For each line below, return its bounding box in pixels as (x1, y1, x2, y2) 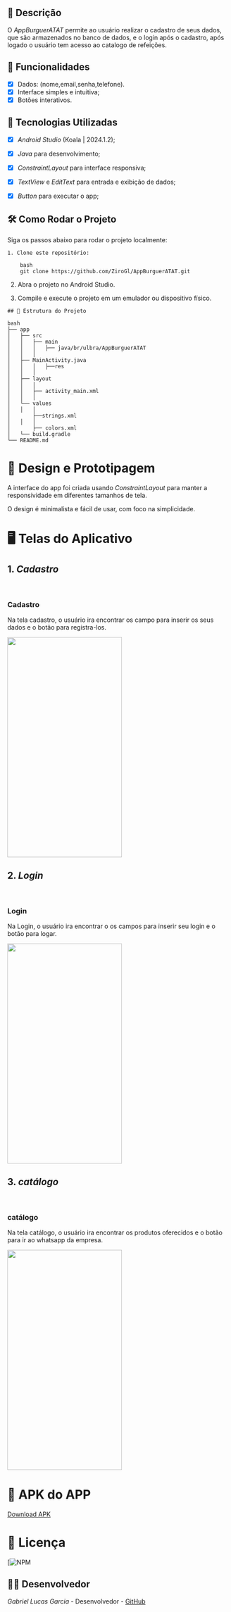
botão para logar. (7, 930, 58, 938)
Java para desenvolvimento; (17, 149, 101, 158)
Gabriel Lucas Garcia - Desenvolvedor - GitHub (7, 1597, 146, 1606)
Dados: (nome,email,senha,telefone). (17, 80, 125, 88)
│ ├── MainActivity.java (7, 356, 87, 363)
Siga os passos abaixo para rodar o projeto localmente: (7, 235, 168, 244)
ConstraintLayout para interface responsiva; (17, 163, 146, 172)
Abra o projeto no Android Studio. (17, 280, 115, 289)
